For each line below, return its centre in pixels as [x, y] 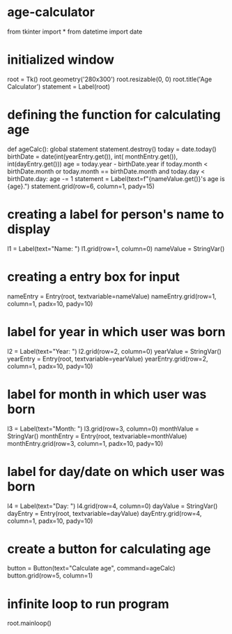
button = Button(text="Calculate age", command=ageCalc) [91, 568]
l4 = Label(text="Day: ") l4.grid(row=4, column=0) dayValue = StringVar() [113, 506]
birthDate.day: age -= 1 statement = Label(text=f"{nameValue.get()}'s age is [116, 178]
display [29, 229]
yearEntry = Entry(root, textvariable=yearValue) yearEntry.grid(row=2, [108, 359]
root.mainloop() [30, 624]
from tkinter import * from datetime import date [75, 31]
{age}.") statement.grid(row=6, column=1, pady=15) [81, 186]
